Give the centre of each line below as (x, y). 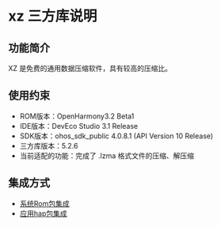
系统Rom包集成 (44, 203)
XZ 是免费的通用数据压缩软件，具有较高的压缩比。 (90, 68)
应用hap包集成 (43, 213)
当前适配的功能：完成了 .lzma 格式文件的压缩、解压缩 (107, 156)
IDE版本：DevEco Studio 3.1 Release (79, 126)
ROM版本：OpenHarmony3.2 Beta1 (77, 116)
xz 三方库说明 (53, 16)
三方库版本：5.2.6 (49, 145)
